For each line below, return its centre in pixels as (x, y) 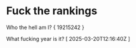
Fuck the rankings (52, 11)
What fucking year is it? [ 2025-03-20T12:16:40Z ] (68, 39)
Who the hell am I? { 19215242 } (46, 27)
